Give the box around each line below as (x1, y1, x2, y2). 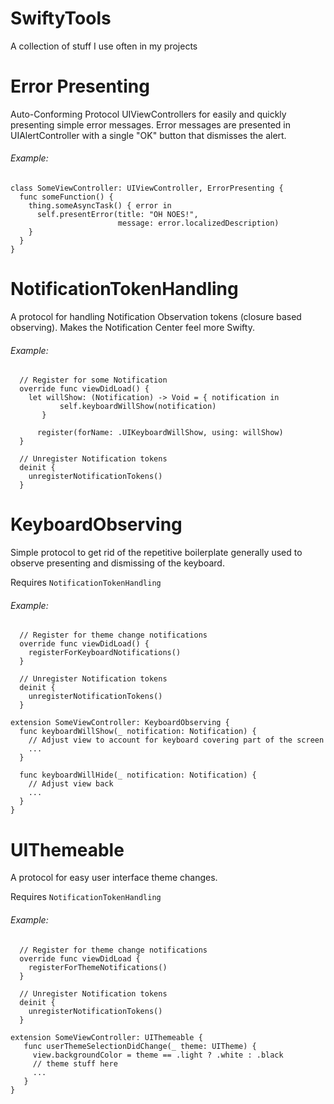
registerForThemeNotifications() (28, 962, 168, 972)
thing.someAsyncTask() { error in (28, 201, 172, 211)
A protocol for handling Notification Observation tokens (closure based (10, 311, 302, 323)
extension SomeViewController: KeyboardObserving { (10, 718, 230, 728)
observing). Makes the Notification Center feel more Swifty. (10, 322, 255, 334)
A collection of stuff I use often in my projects (10, 40, 198, 52)
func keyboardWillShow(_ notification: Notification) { (19, 727, 257, 737)
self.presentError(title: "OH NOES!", (36, 210, 199, 220)
